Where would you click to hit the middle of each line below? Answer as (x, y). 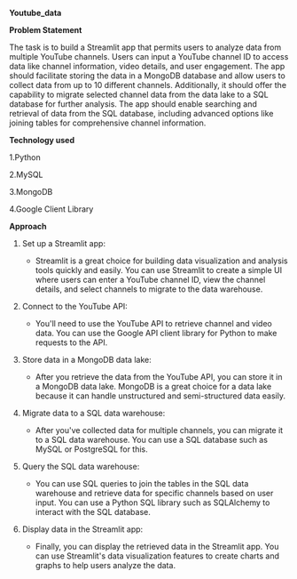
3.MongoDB (31, 192)
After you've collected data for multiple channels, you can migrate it (159, 430)
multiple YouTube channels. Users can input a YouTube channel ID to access (149, 56)
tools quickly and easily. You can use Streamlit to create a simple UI (158, 270)
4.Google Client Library (51, 209)
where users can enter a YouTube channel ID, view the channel (150, 280)
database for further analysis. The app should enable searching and (133, 104)
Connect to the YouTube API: (75, 306)
